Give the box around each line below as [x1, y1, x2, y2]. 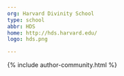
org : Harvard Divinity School [7, 10, 95, 17]
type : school [7, 17, 45, 23]
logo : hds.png [7, 36, 48, 43]
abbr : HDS [7, 23, 36, 30]
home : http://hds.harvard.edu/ [7, 29, 98, 37]
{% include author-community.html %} [7, 61, 118, 69]
